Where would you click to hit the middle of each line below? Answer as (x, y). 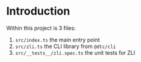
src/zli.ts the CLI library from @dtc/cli (66, 46)
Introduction (38, 11)
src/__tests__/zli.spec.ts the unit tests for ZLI (75, 52)
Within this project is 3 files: (41, 28)
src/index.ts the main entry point (57, 40)
